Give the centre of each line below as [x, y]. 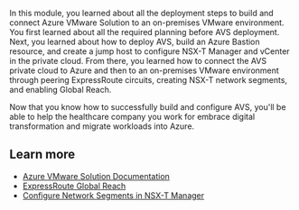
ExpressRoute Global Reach [74, 186]
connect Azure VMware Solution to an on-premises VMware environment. [147, 23]
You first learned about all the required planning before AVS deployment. [145, 32]
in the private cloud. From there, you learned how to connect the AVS [138, 61]
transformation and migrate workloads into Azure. [102, 126]
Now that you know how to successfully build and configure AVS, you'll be [148, 107]
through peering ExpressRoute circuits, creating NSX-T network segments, [148, 80]
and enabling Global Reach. [61, 90]
